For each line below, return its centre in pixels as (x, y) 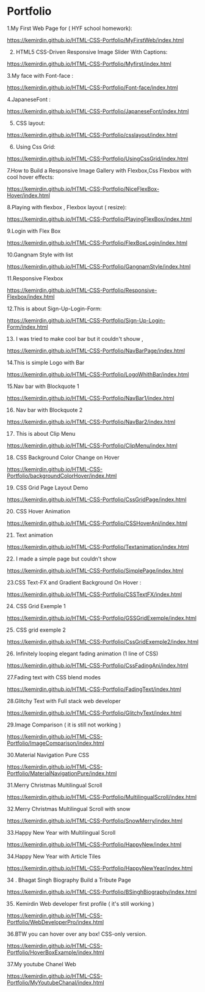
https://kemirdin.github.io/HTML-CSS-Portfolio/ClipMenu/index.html (92, 446)
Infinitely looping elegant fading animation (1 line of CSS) (87, 654)
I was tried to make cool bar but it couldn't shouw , (80, 338)
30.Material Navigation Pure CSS (48, 755)
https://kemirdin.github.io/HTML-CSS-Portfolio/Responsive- (82, 290)
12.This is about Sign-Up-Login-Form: (55, 308)
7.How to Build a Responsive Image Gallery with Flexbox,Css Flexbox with (99, 170)
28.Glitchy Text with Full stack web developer (64, 701)
